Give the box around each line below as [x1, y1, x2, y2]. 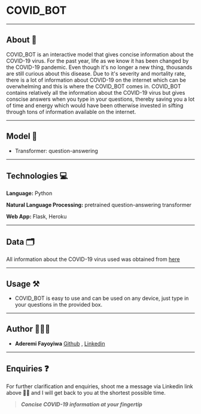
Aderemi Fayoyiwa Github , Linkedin [14, 340, 106, 347]
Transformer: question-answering [14, 147, 99, 154]
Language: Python [6, 190, 53, 197]
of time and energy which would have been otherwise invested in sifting [6, 101, 184, 109]
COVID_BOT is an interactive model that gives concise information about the [6, 50, 194, 58]
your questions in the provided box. [14, 301, 103, 308]
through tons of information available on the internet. [6, 108, 136, 115]
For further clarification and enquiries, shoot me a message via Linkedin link [6, 382, 193, 390]
